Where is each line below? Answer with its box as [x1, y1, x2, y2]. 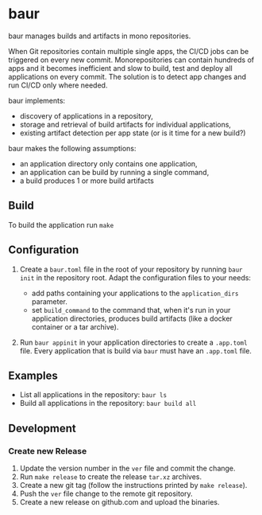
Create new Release [8, 445, 87, 456]
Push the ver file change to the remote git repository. [19, 489, 193, 498]
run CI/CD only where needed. [8, 80, 108, 90]
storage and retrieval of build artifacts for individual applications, [19, 119, 232, 129]
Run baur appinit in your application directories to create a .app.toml [19, 337, 248, 347]
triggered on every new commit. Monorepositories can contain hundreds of [8, 55, 255, 64]
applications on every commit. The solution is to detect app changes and [8, 72, 247, 81]
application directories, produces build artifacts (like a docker [31, 314, 233, 323]
